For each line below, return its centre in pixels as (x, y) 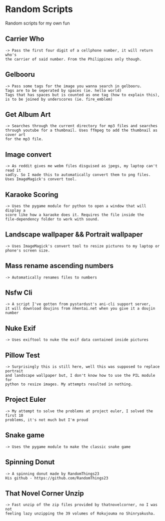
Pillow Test (22, 355)
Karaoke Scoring (32, 195)
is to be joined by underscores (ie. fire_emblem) (59, 99)
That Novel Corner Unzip (44, 493)
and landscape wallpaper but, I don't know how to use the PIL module (80, 376)
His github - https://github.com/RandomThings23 (57, 478)
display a (15, 210)
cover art (15, 135)
